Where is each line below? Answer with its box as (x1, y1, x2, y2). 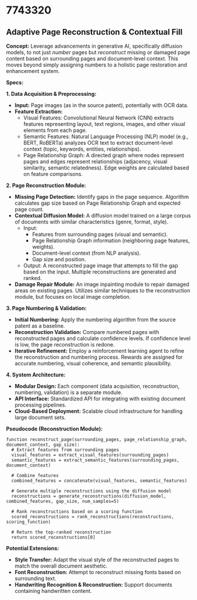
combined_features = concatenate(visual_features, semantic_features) (11, 478, 188, 484)
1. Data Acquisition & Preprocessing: (6, 91, 97, 97)
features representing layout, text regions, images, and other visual (23, 121, 186, 127)
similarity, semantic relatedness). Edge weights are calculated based (23, 164, 189, 171)
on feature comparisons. (23, 171, 83, 177)
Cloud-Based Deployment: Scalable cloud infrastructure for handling (14, 408, 183, 415)
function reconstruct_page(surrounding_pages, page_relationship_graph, (6, 436, 188, 442)
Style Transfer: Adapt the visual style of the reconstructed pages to (14, 556, 179, 563)
